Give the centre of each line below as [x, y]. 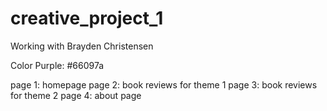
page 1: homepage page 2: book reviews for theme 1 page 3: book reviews [164, 84]
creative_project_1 [87, 18]
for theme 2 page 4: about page [76, 95]
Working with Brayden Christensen [82, 46]
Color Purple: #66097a [57, 65]
